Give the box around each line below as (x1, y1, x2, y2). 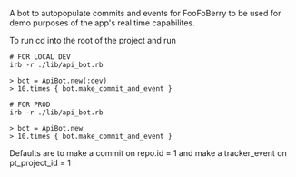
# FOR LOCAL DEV (9, 53, 71, 62)
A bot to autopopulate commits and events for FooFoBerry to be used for (9, 8, 281, 18)
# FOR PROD (9, 100, 51, 109)
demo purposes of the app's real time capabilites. (9, 17, 195, 28)
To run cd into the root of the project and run (9, 35, 177, 45)
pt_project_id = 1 (9, 158, 71, 168)
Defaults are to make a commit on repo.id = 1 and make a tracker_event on (9, 148, 288, 158)
